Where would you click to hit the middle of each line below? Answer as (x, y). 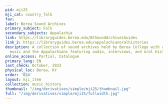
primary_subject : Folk (29, 28)
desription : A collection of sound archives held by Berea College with (82, 47)
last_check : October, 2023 (33, 65)
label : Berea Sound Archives (35, 24)
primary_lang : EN (23, 61)
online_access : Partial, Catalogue (42, 56)
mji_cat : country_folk (29, 14)
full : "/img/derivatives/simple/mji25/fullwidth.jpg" (62, 93)
